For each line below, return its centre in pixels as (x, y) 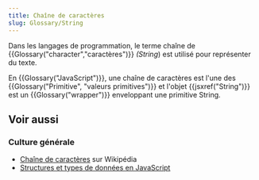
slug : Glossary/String (46, 23)
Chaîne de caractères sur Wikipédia (78, 159)
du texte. (23, 62)
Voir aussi (33, 119)
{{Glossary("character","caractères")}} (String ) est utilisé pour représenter (130, 54)
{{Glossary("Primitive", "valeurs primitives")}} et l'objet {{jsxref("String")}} (129, 86)
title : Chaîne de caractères (56, 15)
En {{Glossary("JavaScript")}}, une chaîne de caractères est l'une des (122, 78)
